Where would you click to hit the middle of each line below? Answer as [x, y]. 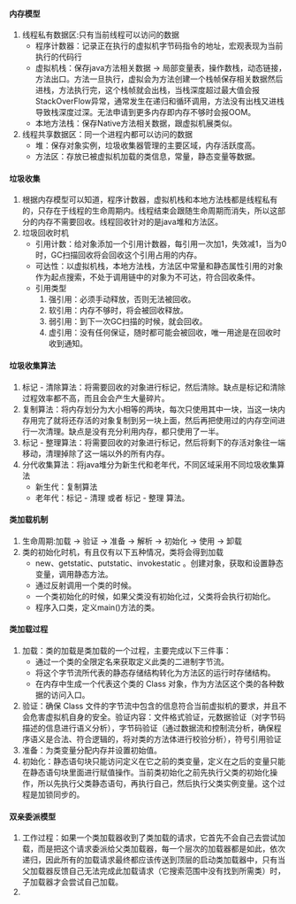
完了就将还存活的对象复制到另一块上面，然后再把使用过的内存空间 [158, 420]
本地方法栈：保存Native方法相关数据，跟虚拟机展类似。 [136, 123]
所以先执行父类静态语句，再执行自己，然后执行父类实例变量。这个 [158, 784]
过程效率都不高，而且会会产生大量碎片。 [95, 398]
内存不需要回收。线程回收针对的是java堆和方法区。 [130, 222]
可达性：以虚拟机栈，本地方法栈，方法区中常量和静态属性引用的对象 [159, 267]
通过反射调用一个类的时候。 [86, 585]
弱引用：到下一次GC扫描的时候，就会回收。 [128, 321]
